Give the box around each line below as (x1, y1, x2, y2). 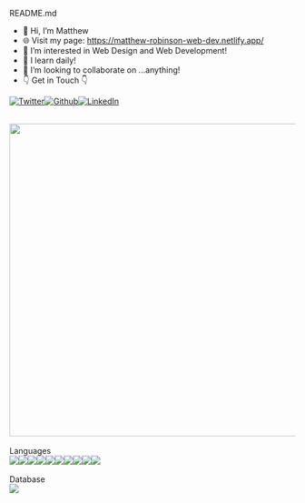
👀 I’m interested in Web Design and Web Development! (22, 45, 228, 55)
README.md (9, 8, 57, 18)
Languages (9, 446, 52, 456)
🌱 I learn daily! (22, 55, 77, 65)
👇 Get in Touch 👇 (22, 75, 88, 86)
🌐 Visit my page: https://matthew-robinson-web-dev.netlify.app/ (22, 35, 264, 45)
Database (9, 474, 45, 485)
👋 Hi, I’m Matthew (22, 25, 89, 35)
